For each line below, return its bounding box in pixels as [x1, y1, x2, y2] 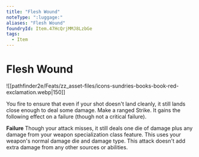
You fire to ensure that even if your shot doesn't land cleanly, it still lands [6, 100, 186, 107]
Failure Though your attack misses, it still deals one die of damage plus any [6, 124, 193, 132]
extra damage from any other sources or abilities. [6, 143, 128, 150]
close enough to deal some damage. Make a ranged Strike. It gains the [6, 106, 181, 114]
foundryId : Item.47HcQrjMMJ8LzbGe [6, 25, 93, 32]
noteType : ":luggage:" [6, 14, 63, 20]
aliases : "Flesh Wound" [6, 20, 66, 26]
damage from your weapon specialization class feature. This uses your [6, 131, 182, 138]
